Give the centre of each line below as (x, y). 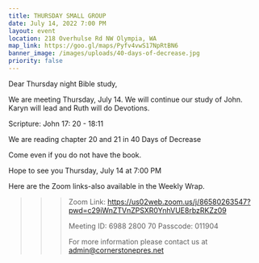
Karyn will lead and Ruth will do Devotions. (79, 108)
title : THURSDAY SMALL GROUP (57, 16)
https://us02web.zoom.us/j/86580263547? (180, 202)
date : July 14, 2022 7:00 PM (57, 23)
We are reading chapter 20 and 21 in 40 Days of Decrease (105, 139)
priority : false (36, 61)
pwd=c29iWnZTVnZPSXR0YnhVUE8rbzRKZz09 (148, 210)
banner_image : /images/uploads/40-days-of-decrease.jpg (104, 53)
